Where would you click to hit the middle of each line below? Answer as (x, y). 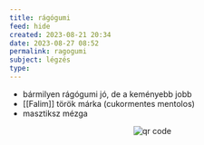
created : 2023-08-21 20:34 (60, 34)
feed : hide (30, 26)
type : (19, 69)
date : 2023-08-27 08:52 (54, 43)
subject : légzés (40, 60)
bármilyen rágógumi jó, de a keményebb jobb (107, 94)
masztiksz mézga (55, 113)
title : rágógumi (40, 18)
